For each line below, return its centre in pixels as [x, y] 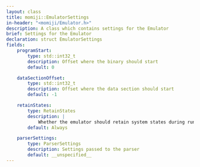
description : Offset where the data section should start [101, 89]
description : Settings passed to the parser [84, 150]
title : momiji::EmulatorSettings [48, 17]
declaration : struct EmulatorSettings [54, 39]
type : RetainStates [52, 111]
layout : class [24, 12]
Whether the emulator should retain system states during [111, 122]
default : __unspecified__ [60, 155]
